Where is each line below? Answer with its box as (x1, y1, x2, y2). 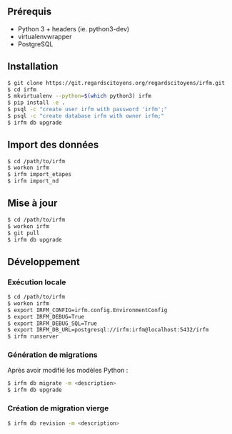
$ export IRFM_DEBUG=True (7, 313, 84, 320)
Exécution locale (7, 277, 66, 287)
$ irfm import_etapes (7, 171, 72, 178)
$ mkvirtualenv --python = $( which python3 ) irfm (7, 93, 152, 100)
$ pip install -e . (7, 99, 66, 106)
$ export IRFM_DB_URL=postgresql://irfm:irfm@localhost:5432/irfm (7, 326, 209, 334)
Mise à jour (7, 197, 58, 210)
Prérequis (7, 6, 52, 18)
